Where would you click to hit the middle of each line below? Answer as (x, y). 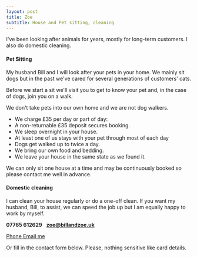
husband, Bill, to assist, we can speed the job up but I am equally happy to (96, 207)
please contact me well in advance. (49, 174)
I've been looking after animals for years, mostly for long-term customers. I (97, 39)
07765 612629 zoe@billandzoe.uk (51, 225)
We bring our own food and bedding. (59, 150)
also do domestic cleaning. (39, 45)
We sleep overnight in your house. (56, 131)
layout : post (22, 11)
